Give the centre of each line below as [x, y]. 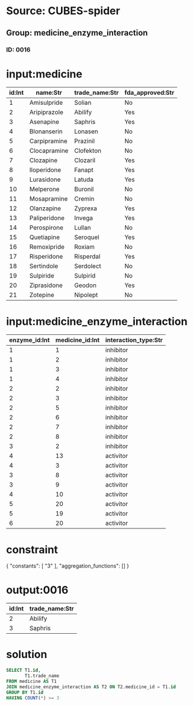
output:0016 [37, 590]
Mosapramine [49, 199]
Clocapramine [49, 151]
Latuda [83, 180]
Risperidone [46, 257]
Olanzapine [45, 208]
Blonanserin [46, 131]
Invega [83, 218]
